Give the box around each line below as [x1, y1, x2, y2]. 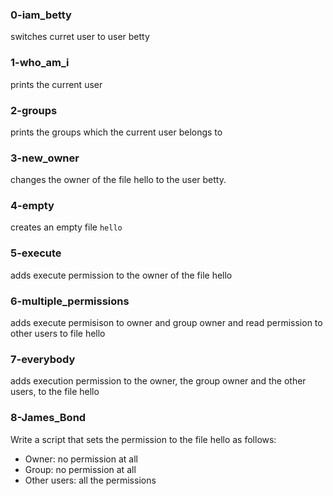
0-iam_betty [10, 8, 72, 22]
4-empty [10, 199, 55, 213]
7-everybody [10, 353, 76, 366]
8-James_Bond [10, 411, 87, 425]
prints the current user [10, 78, 103, 90]
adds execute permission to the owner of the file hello [10, 269, 233, 281]
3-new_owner [10, 151, 80, 165]
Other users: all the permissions [24, 474, 157, 486]
